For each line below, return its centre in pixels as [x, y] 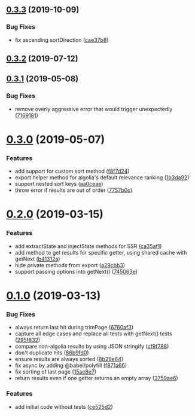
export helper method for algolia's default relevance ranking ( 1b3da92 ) [102, 178]
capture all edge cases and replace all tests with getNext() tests [93, 334]
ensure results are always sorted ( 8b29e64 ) [69, 359]
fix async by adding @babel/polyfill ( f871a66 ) [71, 365]
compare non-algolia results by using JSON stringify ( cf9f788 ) [92, 347]
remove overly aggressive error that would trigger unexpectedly [94, 109]
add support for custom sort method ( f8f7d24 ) [72, 171]
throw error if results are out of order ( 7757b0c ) [74, 190]
